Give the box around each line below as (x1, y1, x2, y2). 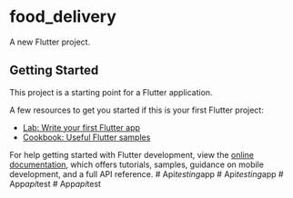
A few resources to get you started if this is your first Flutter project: (9, 104, 264, 115)
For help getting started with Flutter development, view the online (9, 149, 255, 160)
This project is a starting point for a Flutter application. (9, 86, 213, 97)
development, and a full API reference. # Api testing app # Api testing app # (9, 168, 284, 179)
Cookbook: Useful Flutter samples (22, 132, 151, 143)
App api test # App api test (9, 178, 102, 189)
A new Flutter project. (9, 36, 91, 47)
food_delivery (9, 6, 116, 27)
